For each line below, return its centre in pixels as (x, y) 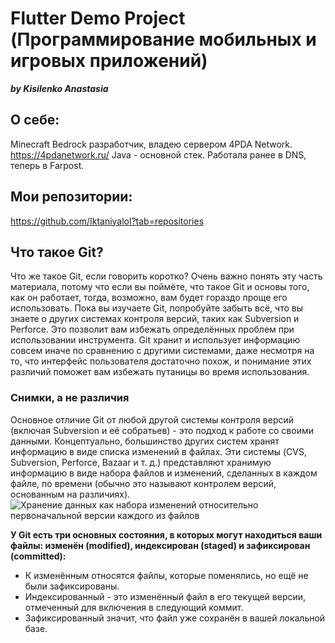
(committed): (38, 556)
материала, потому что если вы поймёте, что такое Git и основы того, (160, 287)
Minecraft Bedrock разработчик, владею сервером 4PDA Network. (151, 144)
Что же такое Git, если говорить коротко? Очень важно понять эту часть (166, 276)
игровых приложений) (109, 61)
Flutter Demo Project (98, 18)
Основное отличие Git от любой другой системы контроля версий (152, 419)
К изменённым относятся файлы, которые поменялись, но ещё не (166, 575)
